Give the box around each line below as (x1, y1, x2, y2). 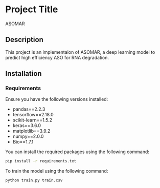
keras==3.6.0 (12, 122, 41, 129)
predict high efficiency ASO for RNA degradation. (5, 54, 109, 60)
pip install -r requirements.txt (5, 159, 77, 164)
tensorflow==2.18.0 (12, 112, 54, 118)
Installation (5, 69, 42, 78)
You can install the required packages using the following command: (5, 149, 150, 155)
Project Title (5, 4, 58, 15)
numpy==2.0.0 (12, 133, 44, 139)
